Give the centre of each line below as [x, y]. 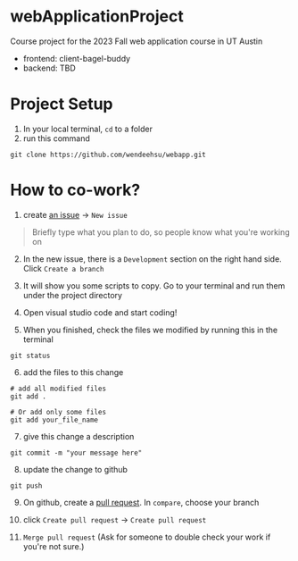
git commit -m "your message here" [76, 453]
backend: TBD [50, 68]
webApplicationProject [97, 17]
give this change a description [79, 436]
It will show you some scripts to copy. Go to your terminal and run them [154, 285]
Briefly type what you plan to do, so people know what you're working [161, 232]
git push [26, 486]
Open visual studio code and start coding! [100, 312]
